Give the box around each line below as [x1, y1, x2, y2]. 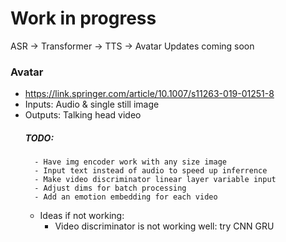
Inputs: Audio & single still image [24, 98, 160, 111]
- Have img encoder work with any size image [34, 157, 227, 167]
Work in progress [10, 7, 157, 30]
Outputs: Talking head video [24, 109, 142, 121]
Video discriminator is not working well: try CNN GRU [54, 220, 275, 232]
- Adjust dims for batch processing [34, 183, 187, 194]
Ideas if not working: [39, 210, 125, 222]
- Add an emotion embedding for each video [34, 192, 218, 202]
